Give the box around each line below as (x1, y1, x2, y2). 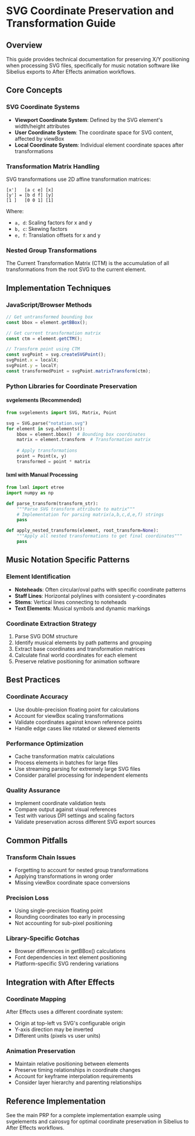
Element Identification (6, 572, 71, 581)
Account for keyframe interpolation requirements (14, 1073, 133, 1080)
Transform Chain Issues (6, 853, 76, 861)
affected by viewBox (14, 135, 65, 142)
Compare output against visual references (14, 806, 117, 813)
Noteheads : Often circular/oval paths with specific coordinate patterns (14, 586, 186, 593)
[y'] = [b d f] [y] (6, 192, 54, 198)
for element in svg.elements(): (6, 426, 85, 432)
